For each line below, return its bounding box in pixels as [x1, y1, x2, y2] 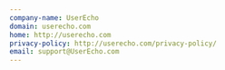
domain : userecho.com [9, 22, 92, 31]
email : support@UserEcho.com [9, 47, 120, 56]
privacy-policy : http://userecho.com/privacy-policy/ [9, 38, 218, 48]
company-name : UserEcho [9, 13, 100, 23]
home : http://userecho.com [9, 30, 112, 39]
